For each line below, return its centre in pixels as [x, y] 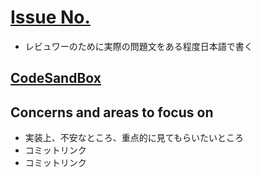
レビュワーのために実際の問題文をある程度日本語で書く [138, 46]
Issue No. [50, 17]
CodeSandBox [56, 78]
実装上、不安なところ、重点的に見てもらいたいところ [134, 138]
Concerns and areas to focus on [112, 112]
